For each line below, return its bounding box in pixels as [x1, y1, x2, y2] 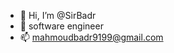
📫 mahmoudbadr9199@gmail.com [19, 31, 164, 43]
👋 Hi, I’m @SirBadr [19, 10, 97, 21]
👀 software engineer [19, 20, 104, 32]
